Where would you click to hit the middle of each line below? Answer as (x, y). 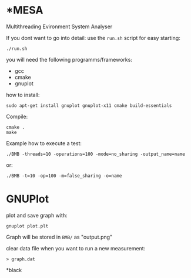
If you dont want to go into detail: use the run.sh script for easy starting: (93, 38)
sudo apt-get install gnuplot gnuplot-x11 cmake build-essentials (89, 105)
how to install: (23, 95)
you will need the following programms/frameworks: (69, 59)
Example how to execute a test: (44, 143)
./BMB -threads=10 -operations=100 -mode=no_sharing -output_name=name (95, 154)
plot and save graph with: (37, 215)
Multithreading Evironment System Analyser (59, 26)
